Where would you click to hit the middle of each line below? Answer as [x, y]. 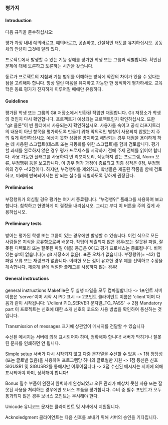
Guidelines [17, 101]
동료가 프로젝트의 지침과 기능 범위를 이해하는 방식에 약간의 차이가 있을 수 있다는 [83, 77]
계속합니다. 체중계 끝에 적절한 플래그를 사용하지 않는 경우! [61, 267]
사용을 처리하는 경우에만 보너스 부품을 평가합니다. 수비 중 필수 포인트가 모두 [88, 389]
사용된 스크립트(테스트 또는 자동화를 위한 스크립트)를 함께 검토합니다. [83, 144]
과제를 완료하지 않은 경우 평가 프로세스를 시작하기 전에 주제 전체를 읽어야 [81, 150]
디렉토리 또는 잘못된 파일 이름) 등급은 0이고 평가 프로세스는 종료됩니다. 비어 [88, 248]
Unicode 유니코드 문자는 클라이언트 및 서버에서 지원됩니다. [63, 406]
